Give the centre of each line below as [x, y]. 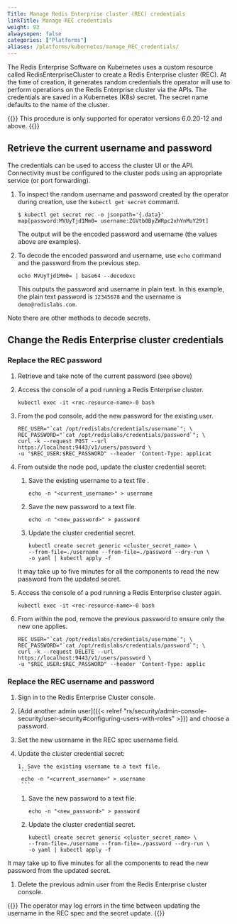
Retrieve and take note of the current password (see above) [105, 376]
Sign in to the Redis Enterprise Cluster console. [87, 697]
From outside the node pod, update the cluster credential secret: [112, 467]
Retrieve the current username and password [110, 149]
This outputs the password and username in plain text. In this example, [121, 289]
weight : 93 [23, 27]
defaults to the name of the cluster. [59, 105]
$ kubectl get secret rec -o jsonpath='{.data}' [91, 215]
